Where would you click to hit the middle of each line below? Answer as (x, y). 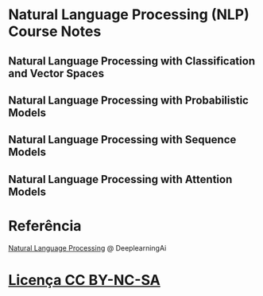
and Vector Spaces (56, 73)
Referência (45, 226)
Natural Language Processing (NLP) (129, 15)
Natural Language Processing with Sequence (122, 140)
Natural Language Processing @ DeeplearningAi (87, 247)
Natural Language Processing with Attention (120, 179)
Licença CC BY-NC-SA (84, 280)
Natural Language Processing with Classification (132, 61)
